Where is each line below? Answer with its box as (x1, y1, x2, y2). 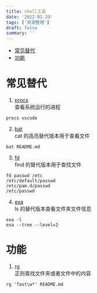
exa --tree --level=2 (6, 222, 59, 228)
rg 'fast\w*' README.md (6, 281, 64, 287)
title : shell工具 (6, 8, 46, 15)
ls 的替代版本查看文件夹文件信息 (14, 205, 92, 212)
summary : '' (6, 30, 35, 36)
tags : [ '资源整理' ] (6, 19, 50, 25)
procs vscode (6, 115, 38, 121)
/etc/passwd (6, 188, 35, 194)
